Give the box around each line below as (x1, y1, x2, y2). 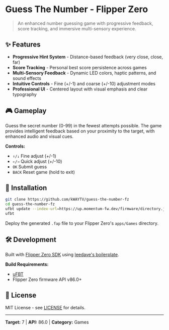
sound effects (12, 75, 42, 81)
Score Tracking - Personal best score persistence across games (12, 64, 147, 70)
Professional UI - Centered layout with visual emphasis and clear (12, 86, 148, 92)
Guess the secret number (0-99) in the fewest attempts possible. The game (5, 122, 162, 128)
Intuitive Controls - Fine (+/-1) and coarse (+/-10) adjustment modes (12, 80, 156, 86)
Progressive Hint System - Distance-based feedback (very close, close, (12, 54, 163, 60)
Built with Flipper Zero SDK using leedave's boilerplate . (5, 251, 119, 257)
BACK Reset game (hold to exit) (12, 169, 75, 175)
